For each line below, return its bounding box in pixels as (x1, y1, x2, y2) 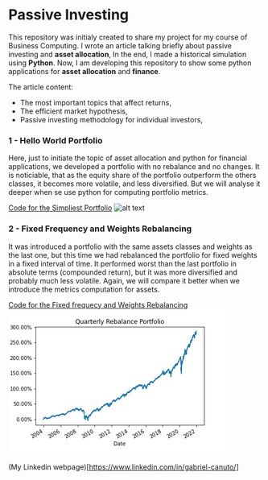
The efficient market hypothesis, (19, 106, 128, 116)
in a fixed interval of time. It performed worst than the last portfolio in (8, 259, 237, 268)
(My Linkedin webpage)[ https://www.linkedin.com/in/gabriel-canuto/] (8, 461, 239, 472)
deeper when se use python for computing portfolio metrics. (8, 188, 208, 197)
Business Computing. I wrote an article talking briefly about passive (8, 40, 232, 50)
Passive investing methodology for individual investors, (19, 114, 204, 124)
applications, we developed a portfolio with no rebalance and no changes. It (8, 162, 260, 172)
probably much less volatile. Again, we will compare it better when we (8, 275, 240, 285)
